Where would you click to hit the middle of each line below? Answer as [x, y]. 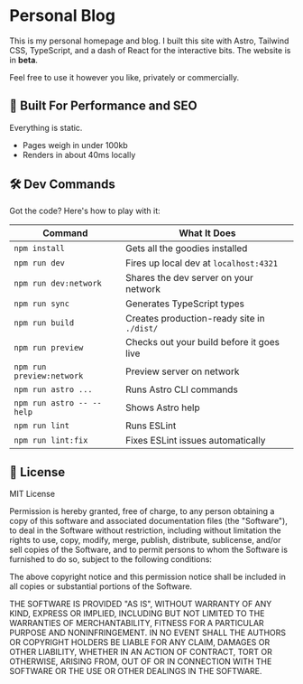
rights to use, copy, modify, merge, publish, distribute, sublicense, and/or [145, 540]
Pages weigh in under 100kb [75, 145]
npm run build [44, 323]
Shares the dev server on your [190, 277]
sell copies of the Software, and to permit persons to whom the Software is [149, 550]
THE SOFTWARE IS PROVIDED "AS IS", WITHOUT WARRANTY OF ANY [141, 604]
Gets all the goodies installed [187, 248]
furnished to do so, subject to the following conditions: [110, 559]
